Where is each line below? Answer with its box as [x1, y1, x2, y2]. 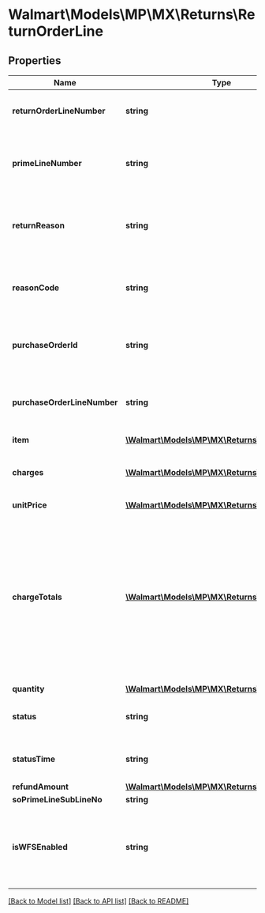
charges [12, 467, 44, 477]
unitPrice [12, 500, 47, 511]
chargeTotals [12, 591, 62, 602]
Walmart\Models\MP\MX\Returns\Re [8, 6, 256, 24]
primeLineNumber [12, 158, 82, 168]
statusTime [12, 753, 55, 764]
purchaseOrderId [12, 340, 78, 350]
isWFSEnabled [12, 842, 69, 852]
